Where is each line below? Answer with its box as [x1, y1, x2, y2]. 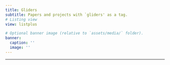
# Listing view [5, 17, 37, 22]
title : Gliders [5, 7, 37, 13]
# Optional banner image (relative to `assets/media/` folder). [5, 31, 144, 36]
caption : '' [10, 40, 35, 46]
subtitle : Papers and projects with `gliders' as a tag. [5, 12, 128, 17]
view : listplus [5, 21, 37, 27]
